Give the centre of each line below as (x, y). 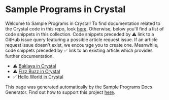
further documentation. (30, 56)
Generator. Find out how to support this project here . (60, 92)
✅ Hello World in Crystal (38, 77)
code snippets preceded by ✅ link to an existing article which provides (79, 50)
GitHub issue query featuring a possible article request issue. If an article (82, 40)
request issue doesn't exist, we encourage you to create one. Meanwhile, (82, 45)
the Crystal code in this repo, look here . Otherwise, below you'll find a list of (84, 28)
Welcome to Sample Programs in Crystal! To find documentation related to (83, 23)
